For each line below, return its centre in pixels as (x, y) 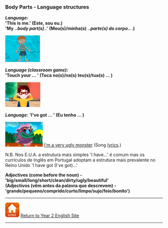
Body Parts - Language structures (47, 7)
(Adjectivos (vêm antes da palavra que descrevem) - (61, 185)
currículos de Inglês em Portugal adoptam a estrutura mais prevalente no (80, 160)
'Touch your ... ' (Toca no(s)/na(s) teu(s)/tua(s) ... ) (59, 75)
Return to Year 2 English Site (50, 215)
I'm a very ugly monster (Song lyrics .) (82, 145)
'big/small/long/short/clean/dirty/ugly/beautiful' (57, 180)
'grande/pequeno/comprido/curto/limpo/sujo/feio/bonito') (68, 191)
